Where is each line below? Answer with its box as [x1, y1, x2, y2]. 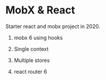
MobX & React [5, 4, 75, 17]
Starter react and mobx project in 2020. [5, 23, 100, 30]
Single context [13, 45, 49, 53]
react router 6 [13, 68, 47, 75]
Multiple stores [13, 57, 50, 64]
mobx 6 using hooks [13, 34, 63, 41]
